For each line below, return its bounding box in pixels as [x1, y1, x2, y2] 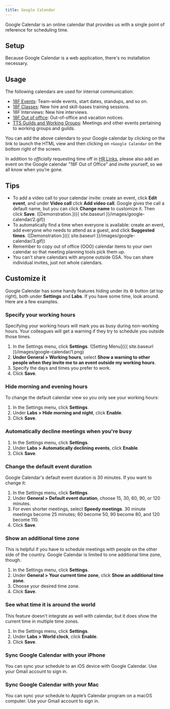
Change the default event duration [5, 463, 92, 470]
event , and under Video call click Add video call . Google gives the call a [12, 200, 165, 206]
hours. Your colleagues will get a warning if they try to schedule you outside [5, 328, 164, 334]
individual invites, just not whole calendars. [12, 260, 103, 266]
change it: [5, 480, 26, 486]
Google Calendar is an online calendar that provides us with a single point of [5, 21, 165, 27]
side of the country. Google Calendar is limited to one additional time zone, [5, 552, 161, 558]
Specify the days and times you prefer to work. [12, 365, 111, 371]
